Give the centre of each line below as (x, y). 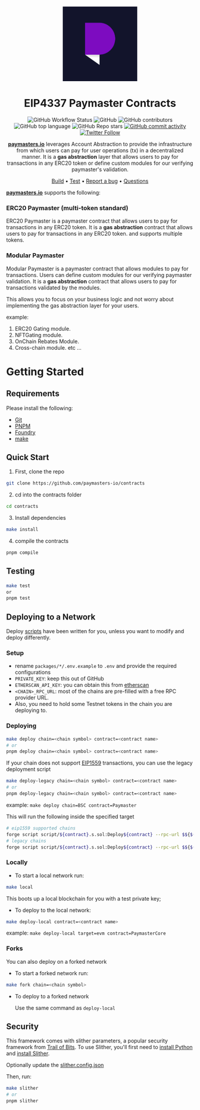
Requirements (33, 394)
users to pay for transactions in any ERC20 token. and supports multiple (94, 234)
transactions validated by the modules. (54, 288)
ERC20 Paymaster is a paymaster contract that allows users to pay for (92, 221)
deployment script (29, 769)
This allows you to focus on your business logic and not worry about (90, 299)
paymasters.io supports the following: (54, 192)
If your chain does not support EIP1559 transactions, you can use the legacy (99, 763)
